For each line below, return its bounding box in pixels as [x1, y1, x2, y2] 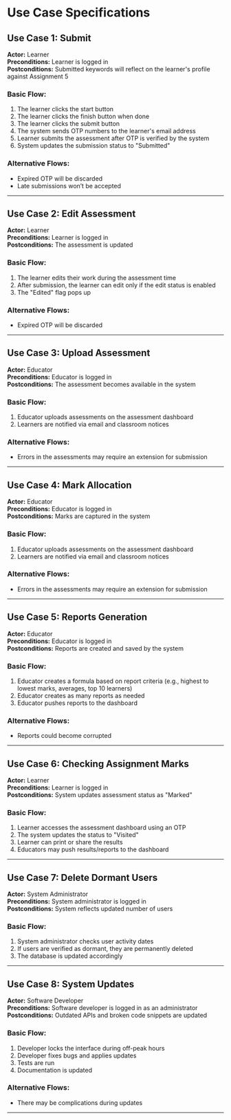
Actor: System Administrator [7, 890, 89, 898]
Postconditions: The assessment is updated [7, 240, 133, 249]
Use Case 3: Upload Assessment [7, 347, 151, 359]
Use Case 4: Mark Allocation [7, 479, 132, 491]
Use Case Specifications [7, 5, 151, 21]
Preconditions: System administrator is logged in [7, 897, 146, 906]
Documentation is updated [16, 1066, 93, 1074]
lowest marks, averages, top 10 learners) [16, 684, 133, 692]
